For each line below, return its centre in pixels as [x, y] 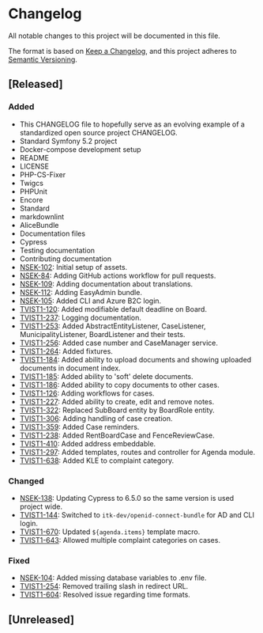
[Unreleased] [41, 619]
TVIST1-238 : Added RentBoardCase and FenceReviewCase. [117, 435]
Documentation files [52, 233]
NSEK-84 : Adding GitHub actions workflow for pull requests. [118, 275]
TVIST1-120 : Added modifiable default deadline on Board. [113, 309]
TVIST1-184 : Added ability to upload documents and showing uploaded [135, 359]
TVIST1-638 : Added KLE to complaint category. [97, 461]
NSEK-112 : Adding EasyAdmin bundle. [81, 292]
